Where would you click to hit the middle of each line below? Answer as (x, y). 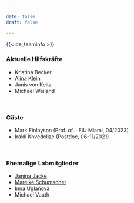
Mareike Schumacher (40, 182)
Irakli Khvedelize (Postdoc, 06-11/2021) (62, 137)
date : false (21, 16)
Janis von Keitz (33, 84)
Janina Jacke (31, 176)
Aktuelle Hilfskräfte (34, 59)
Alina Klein (27, 78)
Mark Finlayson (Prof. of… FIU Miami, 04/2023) (72, 131)
